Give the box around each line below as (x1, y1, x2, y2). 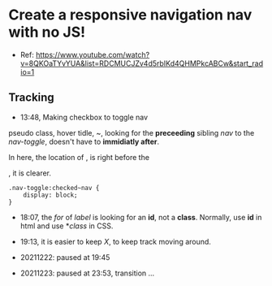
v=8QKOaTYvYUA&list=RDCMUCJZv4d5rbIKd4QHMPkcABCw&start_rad (19, 58, 264, 68)
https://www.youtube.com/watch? (35, 50, 150, 59)
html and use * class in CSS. (19, 221, 114, 231)
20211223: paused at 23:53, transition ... (19, 268, 155, 278)
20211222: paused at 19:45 (19, 252, 110, 262)
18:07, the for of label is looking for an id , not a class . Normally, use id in (19, 212, 262, 222)
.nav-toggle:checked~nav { (8, 184, 100, 192)
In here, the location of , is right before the (8, 152, 150, 162)
